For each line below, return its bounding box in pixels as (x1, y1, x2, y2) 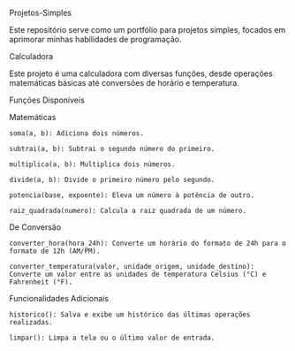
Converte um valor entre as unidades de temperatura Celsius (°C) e (9, 270, 267, 279)
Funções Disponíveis (9, 95, 86, 105)
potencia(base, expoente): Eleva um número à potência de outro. (9, 191, 254, 200)
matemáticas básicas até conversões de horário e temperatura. (9, 78, 240, 88)
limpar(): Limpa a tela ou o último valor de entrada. (9, 333, 216, 342)
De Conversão (9, 222, 62, 233)
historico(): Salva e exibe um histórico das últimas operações (9, 310, 251, 319)
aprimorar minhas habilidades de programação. (9, 34, 182, 44)
